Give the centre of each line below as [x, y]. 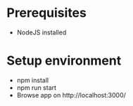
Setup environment [64, 61]
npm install [33, 80]
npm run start [37, 87]
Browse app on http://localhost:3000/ [71, 95]
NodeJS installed [42, 32]
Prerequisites [47, 13]
